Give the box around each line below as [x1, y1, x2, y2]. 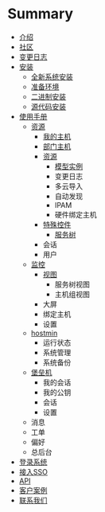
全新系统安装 [30, 72, 73, 81]
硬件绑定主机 [54, 209, 97, 219]
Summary [7, 5, 73, 23]
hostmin [30, 328, 58, 338]
